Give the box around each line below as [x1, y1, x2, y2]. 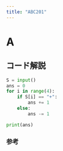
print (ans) [6, 122, 34, 128]
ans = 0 [6, 82, 26, 89]
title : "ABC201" [6, 8, 47, 15]
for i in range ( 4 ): [6, 89, 55, 95]
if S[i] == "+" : [17, 94, 58, 100]
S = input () [6, 77, 36, 83]
